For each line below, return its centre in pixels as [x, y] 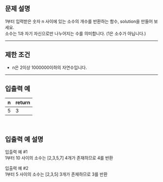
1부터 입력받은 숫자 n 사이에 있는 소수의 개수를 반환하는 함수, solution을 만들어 [79, 21]
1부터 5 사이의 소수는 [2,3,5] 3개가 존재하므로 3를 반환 [56, 174]
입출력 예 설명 [24, 139]
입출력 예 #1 [16, 152]
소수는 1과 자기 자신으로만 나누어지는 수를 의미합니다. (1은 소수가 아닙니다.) [76, 33]
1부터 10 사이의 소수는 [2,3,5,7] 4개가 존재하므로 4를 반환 [59, 158]
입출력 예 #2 [17, 168]
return [23, 102]
